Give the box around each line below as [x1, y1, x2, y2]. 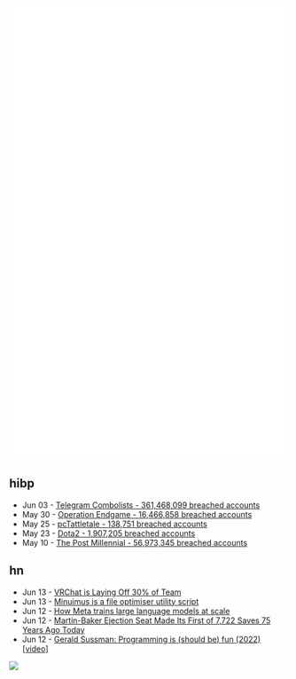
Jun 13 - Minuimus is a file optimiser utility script [21, 596, 199, 606]
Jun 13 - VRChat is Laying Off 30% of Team [21, 587, 182, 597]
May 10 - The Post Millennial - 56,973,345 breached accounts [21, 537, 248, 548]
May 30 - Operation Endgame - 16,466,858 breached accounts [21, 509, 253, 519]
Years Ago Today [21, 624, 85, 635]
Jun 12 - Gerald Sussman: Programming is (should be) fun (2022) [21, 634, 261, 644]
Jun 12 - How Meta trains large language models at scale [21, 605, 230, 616]
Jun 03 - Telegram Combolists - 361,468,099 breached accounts [21, 500, 261, 510]
